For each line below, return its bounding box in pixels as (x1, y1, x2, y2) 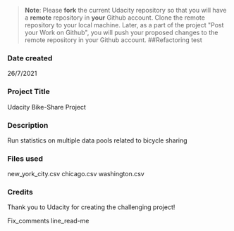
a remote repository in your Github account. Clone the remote (24, 13, 206, 22)
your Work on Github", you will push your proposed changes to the (24, 28, 218, 37)
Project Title (7, 87, 51, 97)
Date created (7, 53, 53, 62)
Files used (7, 154, 44, 164)
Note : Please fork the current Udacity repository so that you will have (24, 6, 227, 14)
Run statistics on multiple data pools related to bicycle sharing (7, 136, 188, 145)
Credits (7, 187, 33, 197)
